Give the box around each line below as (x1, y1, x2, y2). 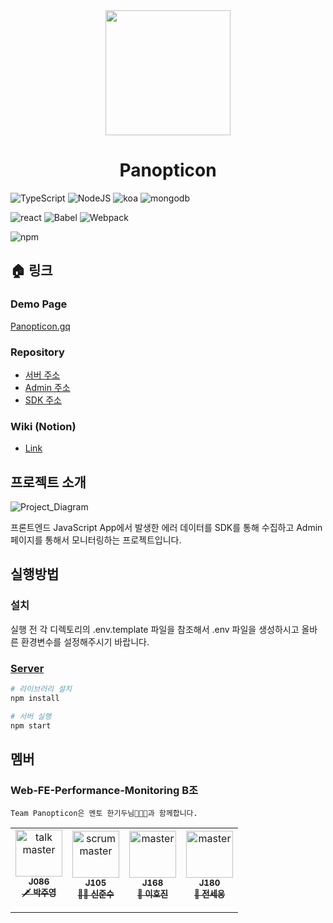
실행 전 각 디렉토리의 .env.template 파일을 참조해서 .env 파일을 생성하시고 (10, 623, 300, 635)
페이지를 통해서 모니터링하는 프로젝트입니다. (10, 534, 182, 546)
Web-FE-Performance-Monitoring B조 (10, 783, 199, 797)
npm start (10, 720, 52, 731)
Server (10, 661, 45, 675)
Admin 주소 (24, 381, 71, 393)
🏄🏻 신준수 (77, 889, 115, 900)
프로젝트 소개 (10, 474, 87, 491)
